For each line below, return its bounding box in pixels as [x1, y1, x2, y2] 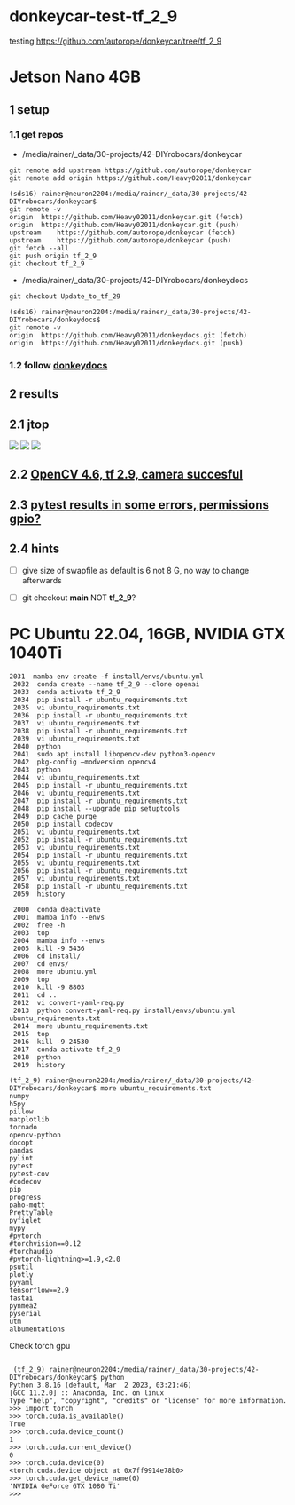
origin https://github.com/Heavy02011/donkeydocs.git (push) [9, 338, 244, 347]
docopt [9, 1138, 34, 1147]
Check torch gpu [9, 1340, 71, 1351]
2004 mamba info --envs [12, 936, 105, 945]
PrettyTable [9, 1208, 53, 1217]
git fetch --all [9, 243, 69, 252]
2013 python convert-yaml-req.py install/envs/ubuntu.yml [12, 1006, 237, 1015]
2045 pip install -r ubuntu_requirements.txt [12, 780, 189, 789]
